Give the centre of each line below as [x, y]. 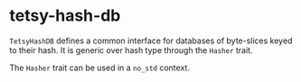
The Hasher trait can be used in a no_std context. [99, 68]
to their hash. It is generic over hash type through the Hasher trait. [131, 50]
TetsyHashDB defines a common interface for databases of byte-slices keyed [151, 41]
